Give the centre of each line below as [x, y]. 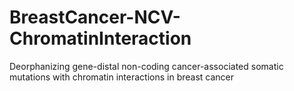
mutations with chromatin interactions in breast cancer [122, 77]
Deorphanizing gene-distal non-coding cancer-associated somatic [146, 66]
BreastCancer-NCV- [95, 17]
